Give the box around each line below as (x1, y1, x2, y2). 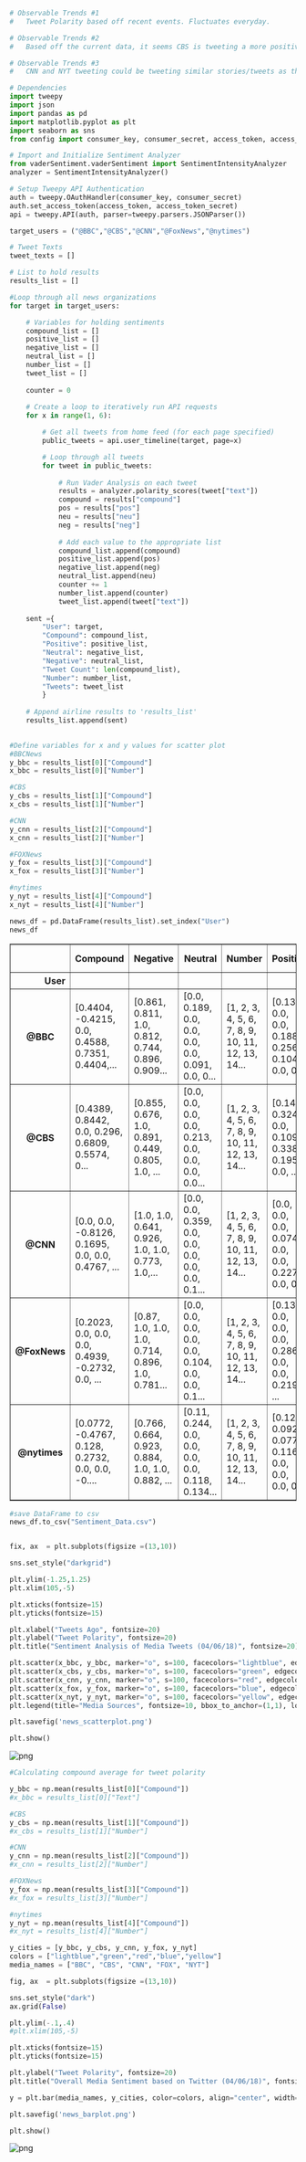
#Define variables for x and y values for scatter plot (9, 741, 226, 750)
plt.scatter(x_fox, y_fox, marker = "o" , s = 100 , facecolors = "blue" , (9, 1683, 267, 1693)
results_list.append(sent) (25, 716, 128, 725)
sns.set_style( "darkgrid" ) (9, 1558, 112, 1568)
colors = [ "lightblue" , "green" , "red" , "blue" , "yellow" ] (9, 1952, 222, 1961)
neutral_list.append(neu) (57, 572, 157, 581)
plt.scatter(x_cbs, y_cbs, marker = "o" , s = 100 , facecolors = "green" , (9, 1667, 271, 1676)
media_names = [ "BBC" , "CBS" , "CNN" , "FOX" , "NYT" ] (9, 1960, 209, 1969)
